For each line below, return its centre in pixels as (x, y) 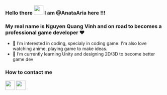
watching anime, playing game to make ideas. (60, 49)
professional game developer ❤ (45, 32)
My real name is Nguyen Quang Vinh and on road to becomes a (83, 26)
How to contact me (29, 72)
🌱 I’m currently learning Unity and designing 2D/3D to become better (84, 54)
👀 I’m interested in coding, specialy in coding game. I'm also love (79, 43)
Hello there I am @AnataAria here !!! (55, 12)
